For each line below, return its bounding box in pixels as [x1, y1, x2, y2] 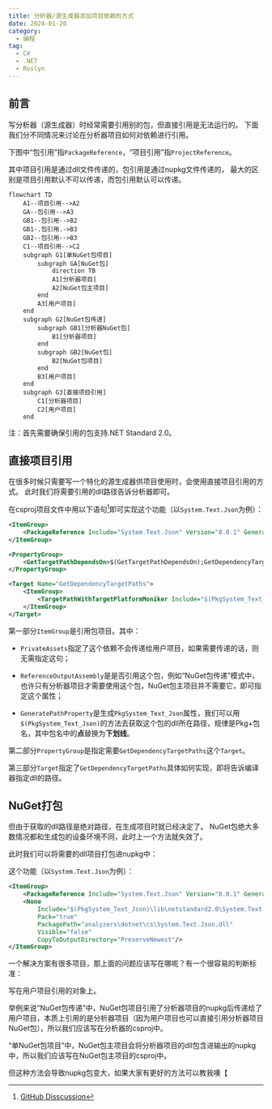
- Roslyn [15, 65, 45, 73]
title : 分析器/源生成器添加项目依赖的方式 [8, 11, 134, 20]
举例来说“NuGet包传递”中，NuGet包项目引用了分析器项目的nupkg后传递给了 [8, 1003, 263, 1013]
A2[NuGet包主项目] [51, 284, 109, 292]
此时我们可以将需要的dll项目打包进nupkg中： [8, 849, 158, 859]
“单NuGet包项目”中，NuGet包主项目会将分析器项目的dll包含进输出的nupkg [8, 1041, 257, 1051]
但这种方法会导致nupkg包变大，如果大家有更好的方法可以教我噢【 [8, 1068, 228, 1078]
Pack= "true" [37, 913, 79, 921]
